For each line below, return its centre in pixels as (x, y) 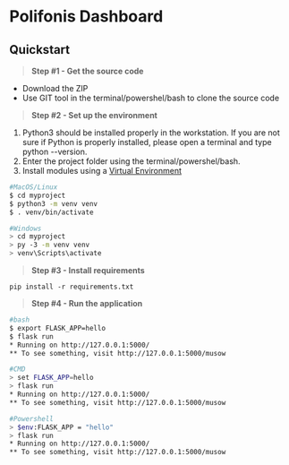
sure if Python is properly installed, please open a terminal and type (147, 142)
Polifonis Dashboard (86, 17)
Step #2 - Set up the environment (94, 115)
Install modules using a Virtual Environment (102, 171)
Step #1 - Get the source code (87, 71)
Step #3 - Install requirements (88, 270)
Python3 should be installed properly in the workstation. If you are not (151, 133)
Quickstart (40, 50)
